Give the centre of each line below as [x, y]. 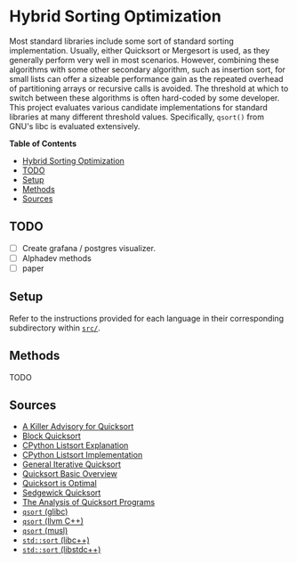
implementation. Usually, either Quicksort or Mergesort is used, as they [140, 50]
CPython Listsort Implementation [82, 455]
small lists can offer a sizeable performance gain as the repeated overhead [146, 78]
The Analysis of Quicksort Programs [88, 502]
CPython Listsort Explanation [75, 445]
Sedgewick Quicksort [61, 493]
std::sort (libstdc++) [61, 550]
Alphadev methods [56, 258]
